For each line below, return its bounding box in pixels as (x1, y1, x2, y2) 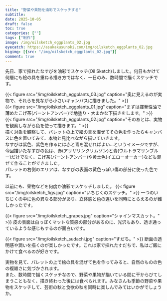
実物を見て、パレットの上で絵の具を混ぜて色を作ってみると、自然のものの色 (5, 259, 162, 265)
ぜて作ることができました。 (5, 160, 62, 166)
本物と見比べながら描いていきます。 (48, 135, 123, 141)
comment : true (5, 54, 35, 59)
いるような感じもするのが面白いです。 (9, 225, 88, 231)
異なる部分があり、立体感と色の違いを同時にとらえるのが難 (39, 196, 163, 202)
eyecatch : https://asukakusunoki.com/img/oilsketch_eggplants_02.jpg (5, 45, 153, 50)
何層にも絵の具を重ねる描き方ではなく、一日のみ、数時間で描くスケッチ (5, 75, 154, 81)
